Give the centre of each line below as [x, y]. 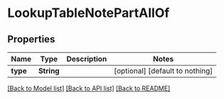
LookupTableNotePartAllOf [89, 13]
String [49, 71]
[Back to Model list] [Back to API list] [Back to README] [89, 88]
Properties [31, 39]
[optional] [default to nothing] [163, 71]
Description [87, 59]
